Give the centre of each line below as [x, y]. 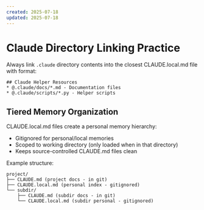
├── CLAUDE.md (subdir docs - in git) [66, 196]
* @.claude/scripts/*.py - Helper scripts [61, 93]
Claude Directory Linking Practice [93, 48]
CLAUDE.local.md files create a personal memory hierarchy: [82, 126]
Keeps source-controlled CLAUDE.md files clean [76, 151]
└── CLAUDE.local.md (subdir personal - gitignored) [86, 201]
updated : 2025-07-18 [33, 18]
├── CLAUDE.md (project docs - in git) [57, 180]
